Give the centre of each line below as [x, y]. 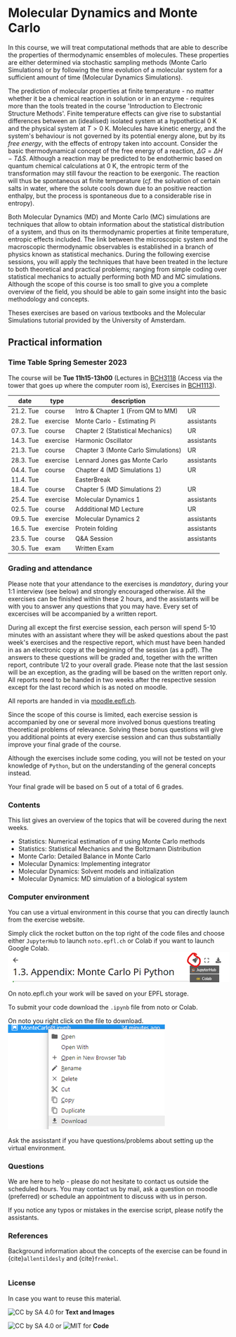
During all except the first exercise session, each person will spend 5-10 [112, 627]
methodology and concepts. [49, 299]
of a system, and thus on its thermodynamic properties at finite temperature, [118, 232]
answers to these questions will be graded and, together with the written [113, 657]
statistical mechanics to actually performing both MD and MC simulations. [115, 277]
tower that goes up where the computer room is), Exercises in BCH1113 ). [112, 385]
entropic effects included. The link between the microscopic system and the [118, 239]
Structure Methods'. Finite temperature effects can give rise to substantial [114, 113]
